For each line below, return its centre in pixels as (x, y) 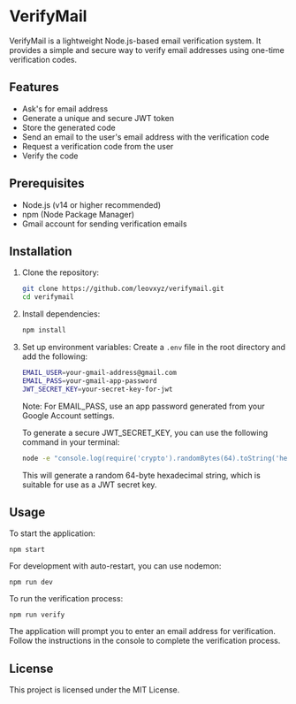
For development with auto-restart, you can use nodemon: (115, 566)
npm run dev (31, 582)
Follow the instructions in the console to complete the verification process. (145, 641)
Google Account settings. (68, 415)
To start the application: (52, 533)
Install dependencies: (61, 314)
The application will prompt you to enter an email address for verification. (143, 631)
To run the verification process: (66, 599)
